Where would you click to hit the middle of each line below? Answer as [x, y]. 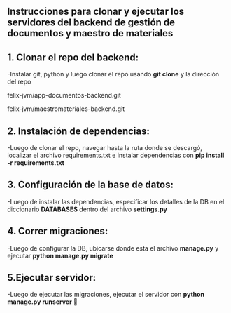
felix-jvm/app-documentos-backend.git [64, 95]
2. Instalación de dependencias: [79, 131]
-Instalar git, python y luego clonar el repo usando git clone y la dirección [113, 74]
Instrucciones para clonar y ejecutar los [96, 12]
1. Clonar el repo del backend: [73, 57]
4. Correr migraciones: [58, 231]
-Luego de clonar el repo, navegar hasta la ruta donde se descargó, [105, 148]
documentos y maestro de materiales [90, 33]
